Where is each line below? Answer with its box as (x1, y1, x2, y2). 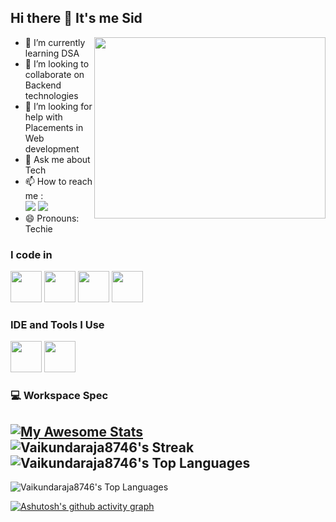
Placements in (24, 121, 84, 133)
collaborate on (24, 68, 85, 80)
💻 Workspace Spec (10, 389, 109, 403)
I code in (10, 247, 53, 261)
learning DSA (24, 47, 80, 59)
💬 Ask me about (24, 153, 91, 165)
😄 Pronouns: (24, 212, 80, 224)
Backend (24, 79, 62, 91)
